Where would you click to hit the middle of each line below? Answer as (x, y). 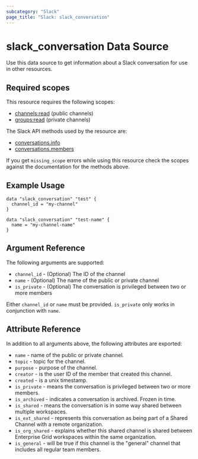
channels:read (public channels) (54, 114)
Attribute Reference (44, 329)
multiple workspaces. (41, 412)
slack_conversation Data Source (87, 46)
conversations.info (37, 143)
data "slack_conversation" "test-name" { (58, 220)
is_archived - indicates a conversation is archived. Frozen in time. (95, 399)
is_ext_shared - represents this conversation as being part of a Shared (101, 418)
